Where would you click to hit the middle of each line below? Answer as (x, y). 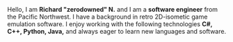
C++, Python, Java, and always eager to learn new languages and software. (117, 31)
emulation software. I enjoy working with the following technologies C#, (110, 24)
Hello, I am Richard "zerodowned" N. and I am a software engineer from (112, 9)
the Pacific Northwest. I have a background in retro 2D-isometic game (107, 17)
